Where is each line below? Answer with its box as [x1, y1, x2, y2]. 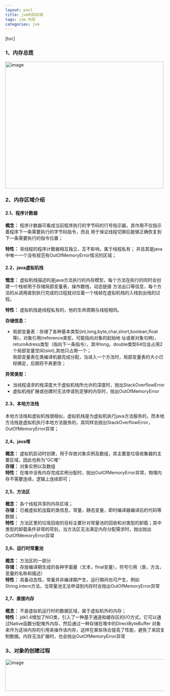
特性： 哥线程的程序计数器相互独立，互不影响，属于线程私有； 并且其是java [5, 246, 163, 252]
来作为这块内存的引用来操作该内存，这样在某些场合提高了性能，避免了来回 [5, 626, 160, 633]
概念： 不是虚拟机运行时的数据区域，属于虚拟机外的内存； [5, 608, 126, 614]
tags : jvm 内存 [5, 17, 36, 22]
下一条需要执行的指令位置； [5, 235, 63, 241]
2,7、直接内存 [5, 595, 34, 601]
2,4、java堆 [5, 438, 31, 444]
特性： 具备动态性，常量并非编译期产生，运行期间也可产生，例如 [5, 577, 140, 583]
